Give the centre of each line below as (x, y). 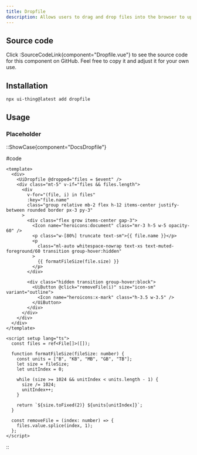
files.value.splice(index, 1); (55, 426)
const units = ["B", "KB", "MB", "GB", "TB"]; (74, 359)
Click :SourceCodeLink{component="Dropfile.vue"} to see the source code (97, 55)
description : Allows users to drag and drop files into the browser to (95, 17)
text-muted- (160, 246)
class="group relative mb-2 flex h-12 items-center (92, 205)
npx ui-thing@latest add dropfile (48, 99)
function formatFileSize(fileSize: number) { (68, 354)
